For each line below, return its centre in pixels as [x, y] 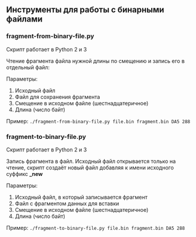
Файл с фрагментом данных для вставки [67, 203]
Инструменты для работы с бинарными [85, 10]
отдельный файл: [28, 67]
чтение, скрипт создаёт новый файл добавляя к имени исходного [90, 168]
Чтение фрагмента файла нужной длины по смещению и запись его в [96, 61]
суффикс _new [24, 174]
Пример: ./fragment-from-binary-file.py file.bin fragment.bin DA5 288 [98, 121]
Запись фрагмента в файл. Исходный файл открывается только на [91, 161]
